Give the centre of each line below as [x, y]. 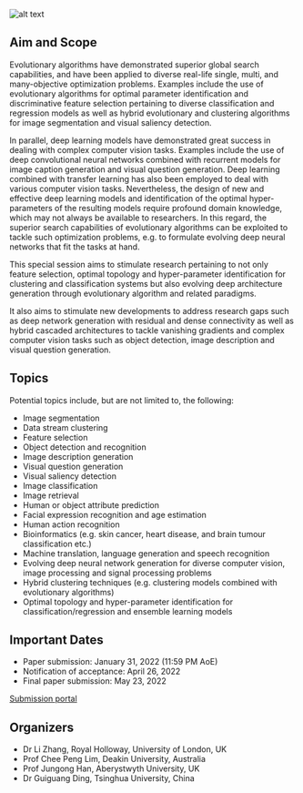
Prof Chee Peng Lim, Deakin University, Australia [114, 759]
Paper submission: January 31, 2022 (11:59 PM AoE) [120, 662]
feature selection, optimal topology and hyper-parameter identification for [148, 274]
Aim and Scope [53, 42]
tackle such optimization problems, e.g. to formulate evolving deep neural [147, 237]
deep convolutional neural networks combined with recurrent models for [145, 159]
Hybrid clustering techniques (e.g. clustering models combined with [150, 582]
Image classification [60, 485]
